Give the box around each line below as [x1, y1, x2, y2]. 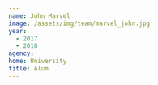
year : [8, 27, 27, 35]
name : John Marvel [8, 11, 70, 20]
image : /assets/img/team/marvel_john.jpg [8, 19, 151, 28]
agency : [8, 49, 35, 57]
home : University [8, 57, 67, 66]
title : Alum [8, 65, 49, 73]
